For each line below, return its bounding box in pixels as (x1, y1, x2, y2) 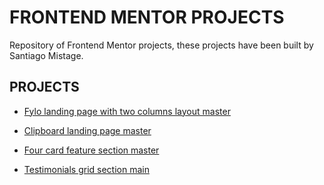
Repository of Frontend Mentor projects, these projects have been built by (9, 39, 314, 51)
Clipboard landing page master (23, 124, 152, 136)
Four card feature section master (23, 144, 160, 156)
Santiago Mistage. (9, 49, 84, 61)
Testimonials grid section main (23, 163, 150, 175)
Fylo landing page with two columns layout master (23, 105, 231, 117)
